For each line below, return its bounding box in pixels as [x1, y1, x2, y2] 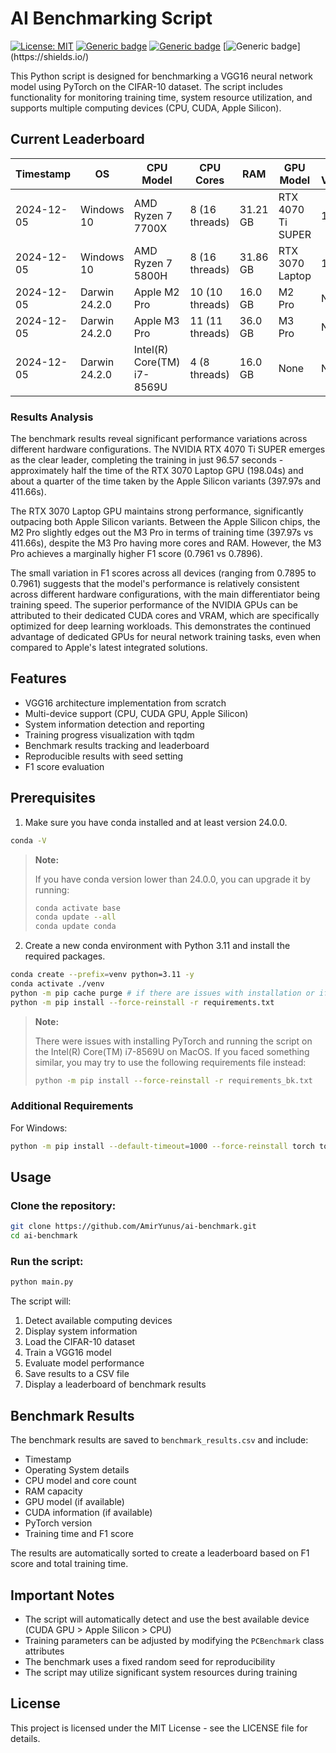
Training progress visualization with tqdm [24, 728, 195, 741]
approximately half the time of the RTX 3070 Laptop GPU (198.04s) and [10, 465, 304, 477]
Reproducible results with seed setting [24, 750, 184, 762]
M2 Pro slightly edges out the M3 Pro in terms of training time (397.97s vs [10, 527, 314, 539]
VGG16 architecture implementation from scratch [24, 697, 227, 709]
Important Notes [10, 1587, 115, 1604]
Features [10, 670, 67, 687]
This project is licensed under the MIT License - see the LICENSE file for [10, 1722, 308, 1734]
